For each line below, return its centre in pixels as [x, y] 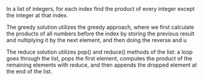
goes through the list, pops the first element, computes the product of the [99, 58]
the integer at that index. [37, 15]
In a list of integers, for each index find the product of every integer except [101, 9]
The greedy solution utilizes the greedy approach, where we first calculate [100, 27]
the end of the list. [29, 71]
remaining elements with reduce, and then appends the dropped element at [102, 65]
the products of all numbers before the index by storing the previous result [101, 34]
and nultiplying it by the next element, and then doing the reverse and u [97, 40]
